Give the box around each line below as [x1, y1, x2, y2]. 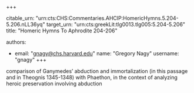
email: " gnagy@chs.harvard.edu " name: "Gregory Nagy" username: [14, 50, 179, 57]
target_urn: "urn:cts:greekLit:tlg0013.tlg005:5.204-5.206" [46, 21, 186, 28]
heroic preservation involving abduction [6, 80, 103, 87]
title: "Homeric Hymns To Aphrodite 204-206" [6, 27, 118, 34]
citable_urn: [6, 15, 35, 21]
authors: [6, 39, 26, 45]
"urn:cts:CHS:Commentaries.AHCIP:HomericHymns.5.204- [35, 15, 179, 21]
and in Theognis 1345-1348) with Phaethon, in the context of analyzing [6, 74, 178, 81]
